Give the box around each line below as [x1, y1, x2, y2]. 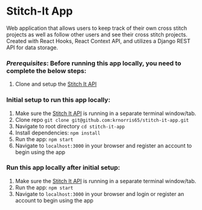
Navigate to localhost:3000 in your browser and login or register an [15, 190, 184, 197]
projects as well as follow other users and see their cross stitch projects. [6, 30, 187, 38]
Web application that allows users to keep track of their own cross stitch [6, 24, 187, 32]
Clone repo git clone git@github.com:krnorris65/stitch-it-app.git [15, 116, 189, 123]
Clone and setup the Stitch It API [15, 80, 97, 88]
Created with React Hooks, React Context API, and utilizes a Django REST [6, 37, 190, 44]
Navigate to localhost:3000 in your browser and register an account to [15, 142, 192, 149]
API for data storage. [6, 44, 58, 51]
